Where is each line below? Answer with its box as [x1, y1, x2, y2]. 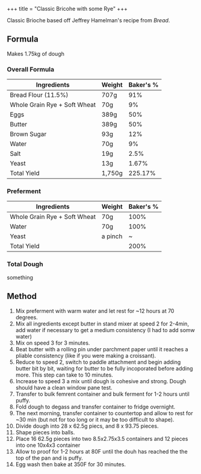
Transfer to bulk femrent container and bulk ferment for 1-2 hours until [15, 390, 190, 398]
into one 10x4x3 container [15, 442, 81, 449]
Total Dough [7, 260, 44, 268]
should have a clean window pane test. [15, 384, 113, 391]
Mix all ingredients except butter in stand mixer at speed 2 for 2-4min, [15, 320, 189, 327]
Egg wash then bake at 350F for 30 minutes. [15, 460, 126, 468]
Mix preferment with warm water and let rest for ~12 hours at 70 [15, 307, 175, 315]
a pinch [101, 232, 123, 241]
